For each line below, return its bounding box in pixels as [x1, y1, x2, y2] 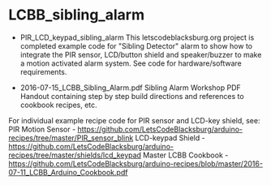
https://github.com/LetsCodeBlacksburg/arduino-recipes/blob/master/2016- [8, 158, 264, 168]
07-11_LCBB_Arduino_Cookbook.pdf [8, 167, 128, 177]
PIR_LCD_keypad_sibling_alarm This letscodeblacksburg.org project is [19, 32, 255, 42]
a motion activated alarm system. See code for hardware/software [19, 58, 242, 68]
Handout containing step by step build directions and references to [19, 91, 245, 101]
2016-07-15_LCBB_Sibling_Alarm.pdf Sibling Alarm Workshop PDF [19, 83, 241, 92]
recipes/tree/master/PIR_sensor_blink [8, 132, 134, 143]
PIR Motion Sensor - [8, 124, 76, 134]
